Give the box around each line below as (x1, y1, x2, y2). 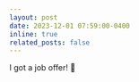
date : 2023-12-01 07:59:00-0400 (9, 21, 130, 30)
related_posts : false (9, 37, 91, 47)
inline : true (9, 29, 58, 38)
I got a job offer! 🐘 (9, 62, 76, 73)
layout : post (9, 12, 58, 22)
